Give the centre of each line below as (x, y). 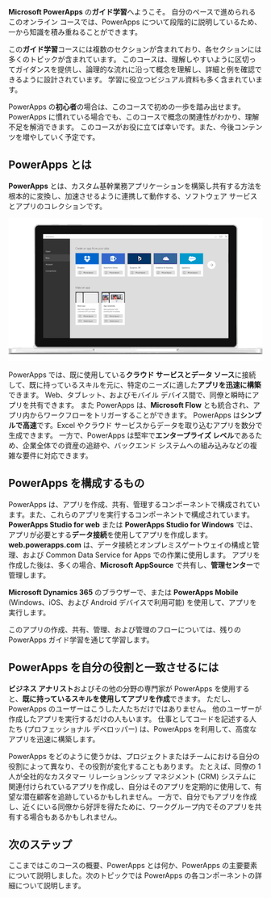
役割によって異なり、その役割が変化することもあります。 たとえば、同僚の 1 (135, 766)
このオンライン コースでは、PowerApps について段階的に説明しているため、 (135, 22)
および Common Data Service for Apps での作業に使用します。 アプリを (141, 555)
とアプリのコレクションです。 (58, 206)
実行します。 (29, 612)
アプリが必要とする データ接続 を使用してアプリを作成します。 (110, 535)
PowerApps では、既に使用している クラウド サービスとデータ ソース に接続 (132, 375)
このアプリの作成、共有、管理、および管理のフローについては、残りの (125, 629)
